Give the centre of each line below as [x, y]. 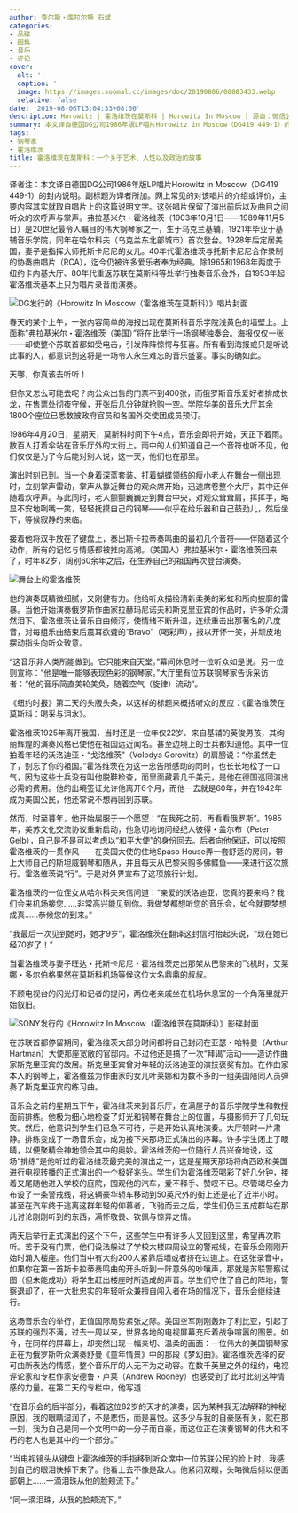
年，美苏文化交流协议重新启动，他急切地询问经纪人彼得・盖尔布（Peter [139, 829]
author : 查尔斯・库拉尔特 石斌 [60, 17]
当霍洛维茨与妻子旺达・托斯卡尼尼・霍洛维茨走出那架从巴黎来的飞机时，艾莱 [149, 963]
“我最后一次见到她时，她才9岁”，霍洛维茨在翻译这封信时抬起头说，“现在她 [145, 933]
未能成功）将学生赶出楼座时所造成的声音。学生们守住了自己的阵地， [157, 1279]
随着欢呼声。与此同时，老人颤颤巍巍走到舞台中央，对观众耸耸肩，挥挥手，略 [149, 497]
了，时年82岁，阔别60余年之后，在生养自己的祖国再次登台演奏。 [128, 560]
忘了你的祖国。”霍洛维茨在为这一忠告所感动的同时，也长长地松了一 [153, 765]
